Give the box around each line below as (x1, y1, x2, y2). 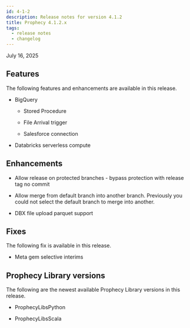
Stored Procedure (23, 107, 66, 115)
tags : (6, 25, 19, 31)
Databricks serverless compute (14, 142, 91, 149)
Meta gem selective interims (14, 253, 84, 260)
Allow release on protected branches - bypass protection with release (14, 174, 184, 181)
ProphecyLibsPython (14, 304, 66, 311)
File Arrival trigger (23, 119, 68, 126)
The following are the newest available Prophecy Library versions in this (6, 286, 181, 293)
